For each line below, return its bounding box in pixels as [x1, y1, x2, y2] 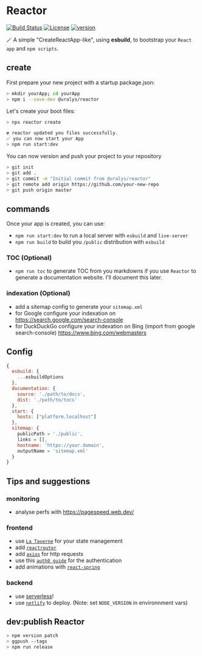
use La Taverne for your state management [15, 538, 123, 545]
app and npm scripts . [6, 45, 59, 52]
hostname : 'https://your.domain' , [17, 442, 105, 449]
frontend [6, 523, 33, 532]
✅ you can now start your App [6, 135, 84, 142]
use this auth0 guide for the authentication [15, 557, 122, 564]
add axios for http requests [15, 550, 84, 558]
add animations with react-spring [15, 563, 100, 571]
